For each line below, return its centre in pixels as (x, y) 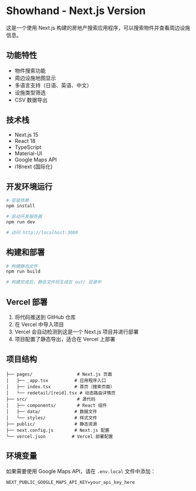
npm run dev (21, 222)
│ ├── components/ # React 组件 (57, 405)
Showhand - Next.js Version (76, 11)
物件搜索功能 (30, 70)
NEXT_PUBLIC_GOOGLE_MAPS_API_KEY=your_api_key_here (70, 482)
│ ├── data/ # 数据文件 (52, 411)
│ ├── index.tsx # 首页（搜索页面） (60, 387)
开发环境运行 (29, 187)
